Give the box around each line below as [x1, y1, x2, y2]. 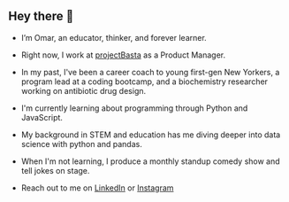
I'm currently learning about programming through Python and [20, 103, 248, 113]
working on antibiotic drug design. [20, 85, 147, 96]
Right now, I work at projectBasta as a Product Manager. [20, 50, 226, 60]
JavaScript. [20, 112, 64, 122]
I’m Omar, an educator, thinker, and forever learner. [20, 32, 207, 43]
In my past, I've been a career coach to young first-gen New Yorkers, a [20, 66, 280, 77]
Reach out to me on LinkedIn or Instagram [20, 183, 174, 193]
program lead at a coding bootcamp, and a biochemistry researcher [20, 76, 269, 87]
